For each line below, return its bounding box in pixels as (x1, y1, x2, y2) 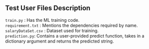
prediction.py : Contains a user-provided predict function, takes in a (5, 33, 145, 39)
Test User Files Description (5, 4, 91, 12)
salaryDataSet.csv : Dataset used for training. (5, 27, 99, 34)
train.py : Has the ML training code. (5, 17, 79, 23)
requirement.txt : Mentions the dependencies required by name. (5, 22, 138, 28)
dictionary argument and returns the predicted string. (5, 38, 114, 44)
